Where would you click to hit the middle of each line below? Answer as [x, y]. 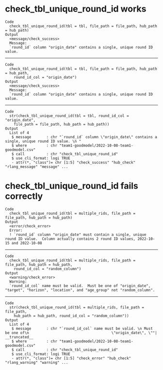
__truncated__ [19, 337]
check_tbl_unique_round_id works [76, 9]
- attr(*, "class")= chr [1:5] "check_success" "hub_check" [73, 162]
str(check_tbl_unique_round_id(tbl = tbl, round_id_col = [69, 116]
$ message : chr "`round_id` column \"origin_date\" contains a [84, 137]
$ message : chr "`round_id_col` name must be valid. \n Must [82, 328]
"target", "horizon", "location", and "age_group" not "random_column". [80, 290]
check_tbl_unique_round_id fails [72, 186]
